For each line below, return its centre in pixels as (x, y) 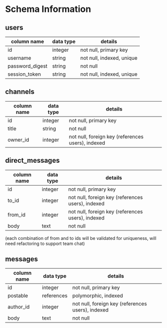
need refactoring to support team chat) (45, 243)
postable (18, 296)
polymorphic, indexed (98, 296)
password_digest (28, 66)
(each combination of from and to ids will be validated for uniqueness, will (81, 238)
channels (20, 92)
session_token (24, 74)
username (19, 58)
